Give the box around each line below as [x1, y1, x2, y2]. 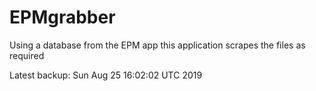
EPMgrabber [9, 6, 116, 29]
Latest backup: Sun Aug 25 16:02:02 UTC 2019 [9, 69, 203, 81]
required [9, 49, 45, 61]
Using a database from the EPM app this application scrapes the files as [9, 39, 306, 51]
